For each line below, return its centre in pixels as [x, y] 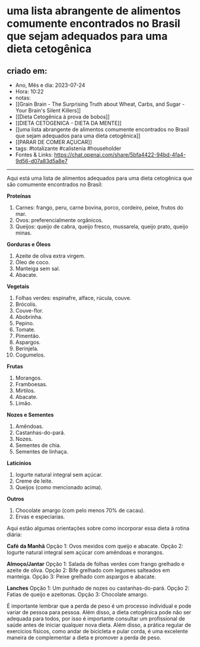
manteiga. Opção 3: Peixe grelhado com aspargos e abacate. [82, 576]
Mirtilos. [25, 390]
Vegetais [18, 286]
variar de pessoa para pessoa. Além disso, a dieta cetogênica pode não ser [99, 612]
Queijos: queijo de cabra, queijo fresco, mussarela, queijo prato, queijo [102, 226]
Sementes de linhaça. [42, 451]
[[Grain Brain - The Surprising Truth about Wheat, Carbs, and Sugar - [100, 104]
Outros [15, 499]
